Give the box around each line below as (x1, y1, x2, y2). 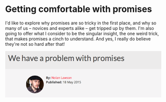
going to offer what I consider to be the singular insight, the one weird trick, (5, 30, 160, 36)
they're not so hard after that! (5, 41, 65, 47)
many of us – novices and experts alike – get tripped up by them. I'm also (5, 25, 155, 31)
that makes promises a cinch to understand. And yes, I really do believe (5, 36, 151, 42)
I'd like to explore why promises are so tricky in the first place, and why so (5, 20, 157, 26)
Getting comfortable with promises (5, 3, 152, 15)
